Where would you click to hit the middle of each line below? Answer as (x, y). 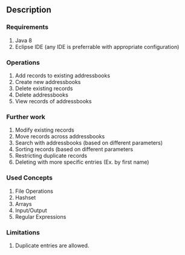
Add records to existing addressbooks (63, 76)
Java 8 (23, 40)
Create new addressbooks (48, 82)
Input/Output (31, 210)
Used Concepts (30, 178)
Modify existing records (44, 130)
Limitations (23, 232)
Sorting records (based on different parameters (74, 149)
